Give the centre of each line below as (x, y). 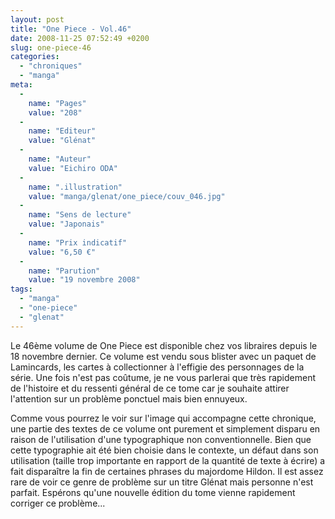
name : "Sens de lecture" (80, 215)
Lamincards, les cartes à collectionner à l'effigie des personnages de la (157, 367)
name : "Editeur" (62, 131)
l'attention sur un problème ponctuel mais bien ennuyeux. (129, 398)
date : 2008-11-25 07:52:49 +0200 (80, 38)
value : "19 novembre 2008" (84, 280)
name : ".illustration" (75, 187)
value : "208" (55, 112)
